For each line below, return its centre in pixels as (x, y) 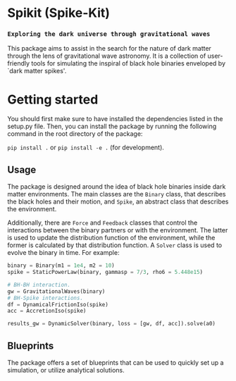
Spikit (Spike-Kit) (59, 13)
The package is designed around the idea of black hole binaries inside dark (117, 187)
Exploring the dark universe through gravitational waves (109, 34)
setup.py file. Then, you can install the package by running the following (112, 126)
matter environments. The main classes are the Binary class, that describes (117, 194)
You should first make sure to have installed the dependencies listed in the (115, 119)
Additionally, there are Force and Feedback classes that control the (103, 223)
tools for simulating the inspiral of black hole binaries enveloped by (129, 63)
